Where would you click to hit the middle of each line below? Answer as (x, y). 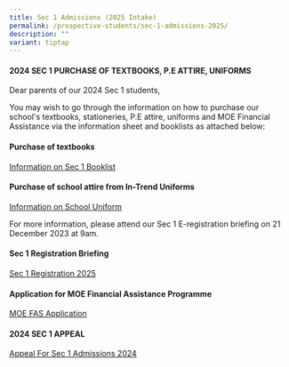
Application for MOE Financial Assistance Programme (111, 293)
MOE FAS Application (48, 314)
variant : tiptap (39, 42)
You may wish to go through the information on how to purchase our (134, 108)
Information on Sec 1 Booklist (63, 166)
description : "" (39, 34)
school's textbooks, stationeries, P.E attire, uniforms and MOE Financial (140, 117)
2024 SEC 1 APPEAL (47, 333)
